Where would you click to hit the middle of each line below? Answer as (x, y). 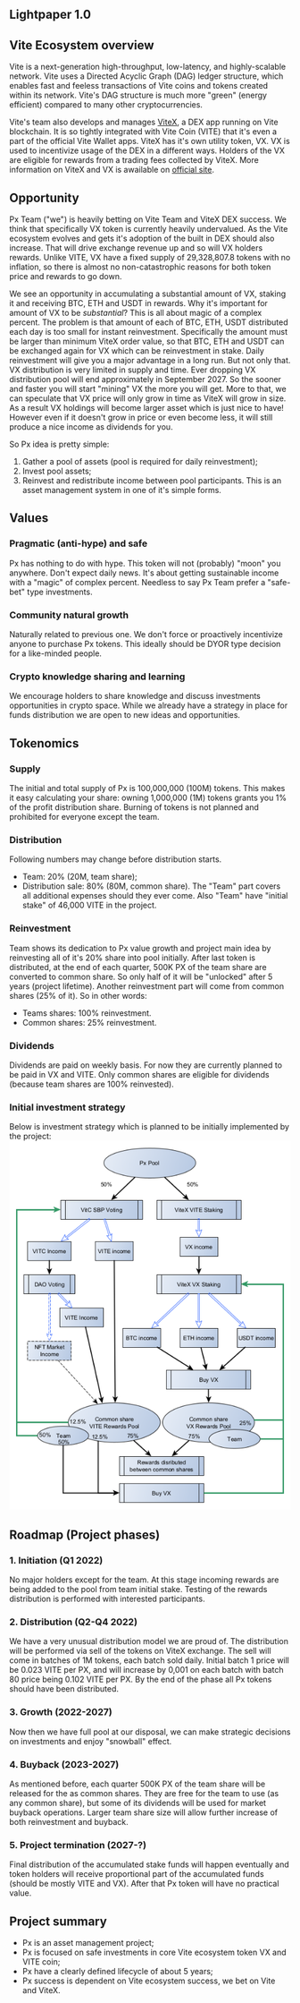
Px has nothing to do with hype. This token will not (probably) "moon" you (145, 563)
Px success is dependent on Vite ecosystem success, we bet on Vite (149, 1981)
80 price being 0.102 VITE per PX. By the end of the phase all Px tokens (141, 1679)
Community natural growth (69, 615)
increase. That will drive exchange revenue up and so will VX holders (136, 248)
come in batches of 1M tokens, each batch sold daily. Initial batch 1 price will (150, 1660)
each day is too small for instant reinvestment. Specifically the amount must (149, 332)
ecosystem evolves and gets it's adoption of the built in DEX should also (142, 239)
